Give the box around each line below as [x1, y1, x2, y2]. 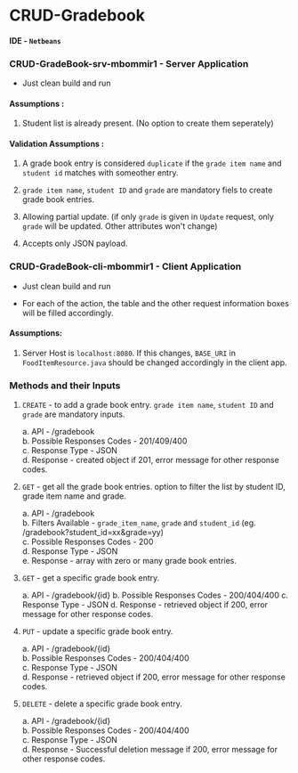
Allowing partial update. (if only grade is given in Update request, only [21, 211, 274, 223]
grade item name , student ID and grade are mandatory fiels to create [21, 184, 273, 196]
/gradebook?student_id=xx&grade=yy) [21, 527, 165, 538]
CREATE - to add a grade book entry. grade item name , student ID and [21, 400, 274, 411]
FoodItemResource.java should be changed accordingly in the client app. [21, 357, 287, 368]
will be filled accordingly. [21, 307, 114, 318]
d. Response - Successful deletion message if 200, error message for [21, 745, 278, 755]
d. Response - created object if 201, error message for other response [21, 455, 280, 466]
